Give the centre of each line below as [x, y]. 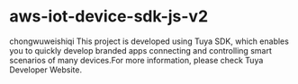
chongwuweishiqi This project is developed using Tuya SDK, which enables [149, 41]
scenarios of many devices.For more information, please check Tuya [136, 60]
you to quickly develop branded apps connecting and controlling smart [140, 50]
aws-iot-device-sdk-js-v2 [109, 17]
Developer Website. [46, 70]
